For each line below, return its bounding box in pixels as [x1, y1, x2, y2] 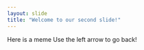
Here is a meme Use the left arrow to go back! [7, 35, 137, 43]
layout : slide [7, 10, 48, 17]
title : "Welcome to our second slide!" [7, 16, 121, 23]
